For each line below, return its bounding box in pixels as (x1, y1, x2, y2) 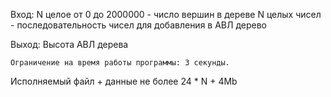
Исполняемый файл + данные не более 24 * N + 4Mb (10, 75, 238, 87)
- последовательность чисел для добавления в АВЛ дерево (10, 19, 268, 31)
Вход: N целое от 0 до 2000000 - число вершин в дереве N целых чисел (10, 9, 322, 20)
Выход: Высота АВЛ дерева (10, 39, 129, 50)
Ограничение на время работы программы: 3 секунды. (10, 58, 230, 68)
